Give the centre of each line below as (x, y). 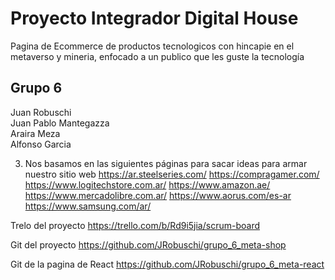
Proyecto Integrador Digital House (154, 18)
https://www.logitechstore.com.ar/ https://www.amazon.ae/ (147, 184)
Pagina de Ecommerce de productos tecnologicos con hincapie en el (152, 46)
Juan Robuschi (41, 112)
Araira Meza (35, 133)
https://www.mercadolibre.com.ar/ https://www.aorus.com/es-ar (158, 195)
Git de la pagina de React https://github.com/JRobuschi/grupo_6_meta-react (167, 264)
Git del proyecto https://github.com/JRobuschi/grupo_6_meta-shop (148, 244)
